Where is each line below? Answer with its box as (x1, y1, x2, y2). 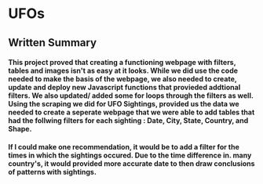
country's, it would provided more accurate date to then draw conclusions (8, 158, 255, 168)
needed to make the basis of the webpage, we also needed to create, (8, 74, 237, 84)
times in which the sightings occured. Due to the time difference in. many (8, 150, 252, 160)
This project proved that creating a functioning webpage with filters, (8, 58, 236, 67)
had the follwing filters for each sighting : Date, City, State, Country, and (8, 116, 249, 125)
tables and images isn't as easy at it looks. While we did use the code (8, 66, 238, 75)
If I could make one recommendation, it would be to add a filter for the (8, 142, 239, 151)
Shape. (8, 124, 32, 134)
